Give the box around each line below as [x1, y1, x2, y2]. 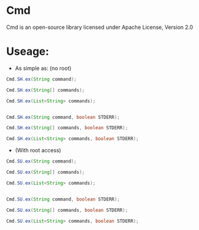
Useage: [6, 45, 49, 58]
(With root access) [14, 147, 62, 154]
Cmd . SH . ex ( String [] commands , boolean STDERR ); [6, 125, 128, 131]
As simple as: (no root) [14, 64, 72, 72]
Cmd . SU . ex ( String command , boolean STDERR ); [6, 196, 120, 202]
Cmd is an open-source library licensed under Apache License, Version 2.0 [6, 23, 194, 31]
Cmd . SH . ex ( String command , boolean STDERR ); [6, 114, 120, 120]
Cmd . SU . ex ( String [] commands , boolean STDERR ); [6, 207, 128, 213]
